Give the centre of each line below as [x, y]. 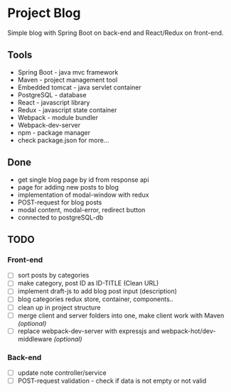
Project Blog [44, 13]
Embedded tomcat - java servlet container [79, 87]
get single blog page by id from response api [83, 180]
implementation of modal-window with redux [83, 195]
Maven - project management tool [68, 80]
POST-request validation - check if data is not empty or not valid [112, 381]
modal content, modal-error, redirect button [81, 209]
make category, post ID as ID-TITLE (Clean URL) [88, 283]
